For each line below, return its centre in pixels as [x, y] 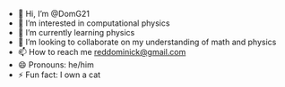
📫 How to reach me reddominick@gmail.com [102, 52]
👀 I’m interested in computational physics [94, 23]
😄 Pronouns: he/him [56, 65]
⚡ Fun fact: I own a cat [59, 75]
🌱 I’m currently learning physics [76, 32]
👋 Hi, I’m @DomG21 [53, 14]
